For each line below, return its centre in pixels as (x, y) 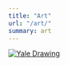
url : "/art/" (30, 23)
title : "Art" (30, 16)
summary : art (30, 31)
